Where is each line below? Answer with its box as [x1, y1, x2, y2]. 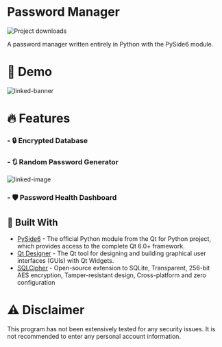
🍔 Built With [7, 216, 58, 228]
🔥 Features [7, 111, 71, 127]
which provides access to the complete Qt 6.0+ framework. [16, 242, 185, 250]
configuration [16, 279, 56, 287]
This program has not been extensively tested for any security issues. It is [7, 324, 216, 333]
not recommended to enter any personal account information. [7, 332, 182, 340]
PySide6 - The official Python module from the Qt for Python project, [16, 235, 211, 243]
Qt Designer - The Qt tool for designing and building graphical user [16, 249, 207, 257]
